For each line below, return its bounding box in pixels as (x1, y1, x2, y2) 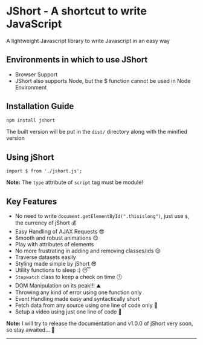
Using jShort (6, 152, 54, 162)
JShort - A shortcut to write (6, 4, 147, 18)
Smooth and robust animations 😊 (14, 234, 98, 241)
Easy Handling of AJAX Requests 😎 (14, 228, 105, 235)
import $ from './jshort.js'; (6, 168, 83, 174)
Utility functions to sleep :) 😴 (14, 266, 91, 274)
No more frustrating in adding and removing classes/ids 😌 (14, 247, 161, 255)
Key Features (6, 196, 57, 206)
